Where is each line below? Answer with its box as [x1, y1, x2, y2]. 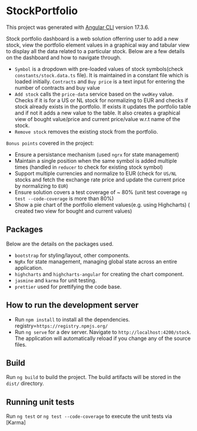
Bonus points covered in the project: [6, 139, 94, 146]
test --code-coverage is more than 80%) [14, 195, 114, 202]
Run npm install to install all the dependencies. [14, 316, 131, 323]
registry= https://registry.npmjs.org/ [14, 322, 108, 329]
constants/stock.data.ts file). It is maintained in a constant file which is [14, 71, 189, 79]
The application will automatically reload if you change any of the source [14, 335, 191, 342]
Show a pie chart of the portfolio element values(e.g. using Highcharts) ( [14, 201, 190, 208]
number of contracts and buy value [14, 84, 101, 91]
